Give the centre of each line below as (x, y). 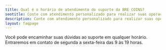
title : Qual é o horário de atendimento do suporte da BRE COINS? (75, 10)
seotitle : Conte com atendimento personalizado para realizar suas (76, 14)
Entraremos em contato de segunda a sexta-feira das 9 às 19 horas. (74, 43)
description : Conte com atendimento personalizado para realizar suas (79, 19)
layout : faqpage (22, 23)
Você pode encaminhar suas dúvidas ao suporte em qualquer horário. (76, 37)
